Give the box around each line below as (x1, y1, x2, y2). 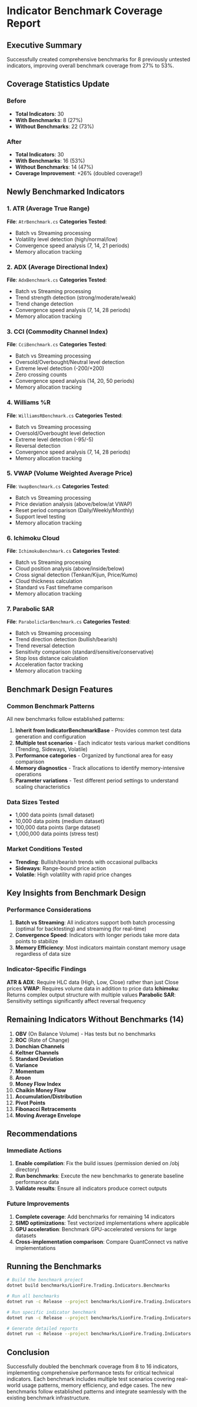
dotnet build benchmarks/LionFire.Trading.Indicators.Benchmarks (6, 1283, 170, 1288)
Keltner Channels (15, 1049, 59, 1056)
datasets (15, 1232, 37, 1239)
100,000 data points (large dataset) (15, 824, 101, 831)
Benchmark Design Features (6, 684, 113, 694)
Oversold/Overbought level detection (15, 429, 105, 437)
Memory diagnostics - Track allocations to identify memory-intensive (15, 765, 185, 772)
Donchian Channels (15, 1042, 65, 1049)
